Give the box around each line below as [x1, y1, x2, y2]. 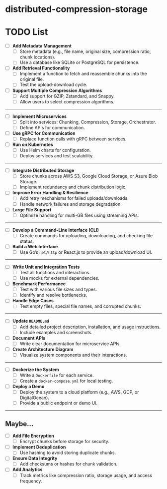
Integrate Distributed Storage [12, 167, 75, 173]
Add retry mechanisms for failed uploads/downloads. [19, 195, 129, 201]
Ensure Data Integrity [12, 456, 58, 462]
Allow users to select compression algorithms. [19, 98, 115, 104]
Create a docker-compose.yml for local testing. [19, 378, 113, 384]
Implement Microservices [12, 113, 67, 119]
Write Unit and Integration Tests [12, 264, 80, 270]
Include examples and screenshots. [19, 329, 93, 335]
